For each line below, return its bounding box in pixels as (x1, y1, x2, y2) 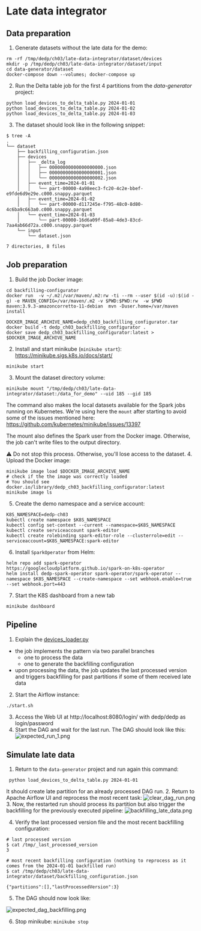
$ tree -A (6, 133, 31, 139)
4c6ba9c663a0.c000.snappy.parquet (6, 206, 93, 212)
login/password (14, 719, 54, 726)
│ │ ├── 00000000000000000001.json (17, 170, 117, 176)
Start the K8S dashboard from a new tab (14, 592, 115, 599)
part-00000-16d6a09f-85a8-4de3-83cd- (49, 217, 144, 223)
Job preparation (6, 260, 68, 270)
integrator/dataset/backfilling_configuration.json (6, 874, 138, 880)
